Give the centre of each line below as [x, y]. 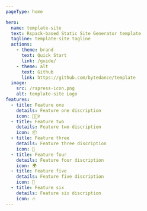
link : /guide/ [39, 61]
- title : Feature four [39, 155]
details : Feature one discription [59, 110]
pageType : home [24, 12]
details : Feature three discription [62, 143]
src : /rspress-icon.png [46, 89]
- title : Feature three [40, 138]
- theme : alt [32, 66]
